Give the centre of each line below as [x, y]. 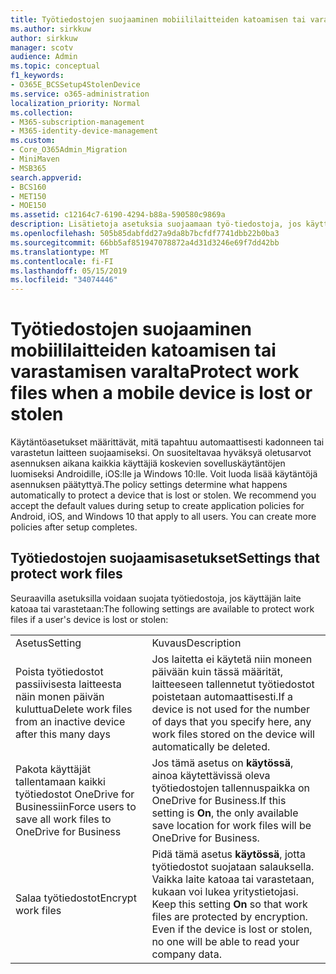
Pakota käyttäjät [53, 769]
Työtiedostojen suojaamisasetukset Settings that [165, 558]
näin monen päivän [60, 696]
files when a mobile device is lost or [161, 393]
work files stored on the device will [233, 734]
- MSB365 [28, 168]
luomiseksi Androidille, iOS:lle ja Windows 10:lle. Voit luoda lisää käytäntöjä [164, 474]
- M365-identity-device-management [84, 131]
